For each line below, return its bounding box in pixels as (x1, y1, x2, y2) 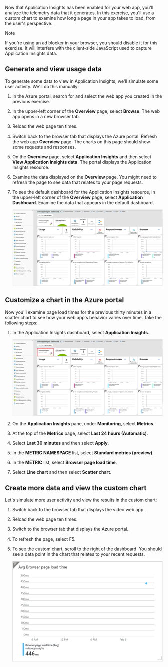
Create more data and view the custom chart (5, 484, 147, 492)
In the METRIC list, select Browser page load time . (12, 459, 117, 466)
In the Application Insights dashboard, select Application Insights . (12, 329, 150, 335)
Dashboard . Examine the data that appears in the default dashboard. (12, 199, 154, 205)
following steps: (5, 320, 38, 326)
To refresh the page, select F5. (12, 536, 76, 542)
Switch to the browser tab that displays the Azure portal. (12, 526, 129, 532)
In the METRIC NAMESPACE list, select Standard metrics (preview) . (12, 450, 154, 456)
